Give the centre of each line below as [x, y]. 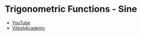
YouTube [21, 23]
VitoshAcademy [28, 28]
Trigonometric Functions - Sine [71, 9]
